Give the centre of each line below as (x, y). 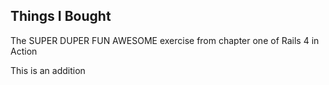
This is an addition (48, 70)
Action (24, 51)
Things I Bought (61, 16)
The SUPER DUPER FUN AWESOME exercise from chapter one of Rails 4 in (165, 40)
